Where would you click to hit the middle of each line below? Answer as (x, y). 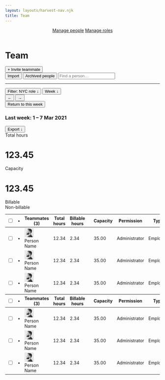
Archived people (40, 76)
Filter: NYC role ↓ (23, 91)
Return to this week (25, 104)
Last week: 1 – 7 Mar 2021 (36, 118)
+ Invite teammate (24, 70)
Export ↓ (15, 129)
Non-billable (18, 207)
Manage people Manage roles (82, 30)
